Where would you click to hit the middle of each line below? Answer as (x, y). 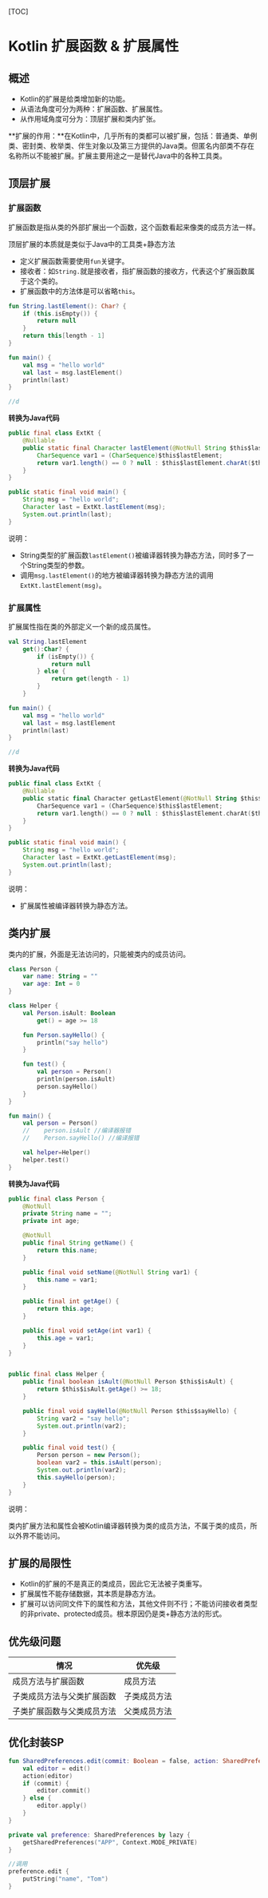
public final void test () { (69, 1448)
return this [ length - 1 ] (64, 336)
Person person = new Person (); (89, 1455)
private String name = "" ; (67, 1213)
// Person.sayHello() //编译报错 (81, 1138)
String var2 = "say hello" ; (83, 1418)
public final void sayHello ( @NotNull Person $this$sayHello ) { (130, 1411)
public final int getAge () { (71, 1301)
